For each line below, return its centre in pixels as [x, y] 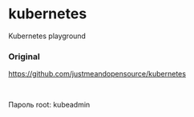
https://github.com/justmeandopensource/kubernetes [97, 74]
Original [24, 57]
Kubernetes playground [47, 36]
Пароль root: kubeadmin [49, 105]
